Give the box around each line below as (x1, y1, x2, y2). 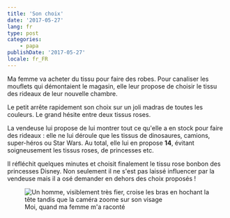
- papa (20, 42, 39, 49)
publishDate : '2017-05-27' (7, 49, 86, 56)
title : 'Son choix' (7, 10, 64, 17)
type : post (7, 29, 39, 37)
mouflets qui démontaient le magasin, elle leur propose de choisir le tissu (7, 81, 217, 91)
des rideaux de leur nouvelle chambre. (7, 89, 118, 98)
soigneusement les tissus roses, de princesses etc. (7, 146, 155, 154)
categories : (7, 36, 42, 43)
